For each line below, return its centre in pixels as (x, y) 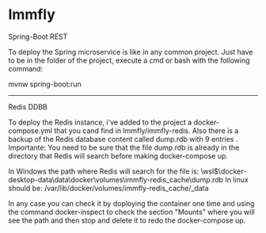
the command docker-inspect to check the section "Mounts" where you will (131, 212)
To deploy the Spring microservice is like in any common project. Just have (131, 52)
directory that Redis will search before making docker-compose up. (118, 155)
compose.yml (30, 130)
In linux (237, 179)
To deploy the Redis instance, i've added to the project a (100, 122)
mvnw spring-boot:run (45, 84)
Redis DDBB (28, 107)
